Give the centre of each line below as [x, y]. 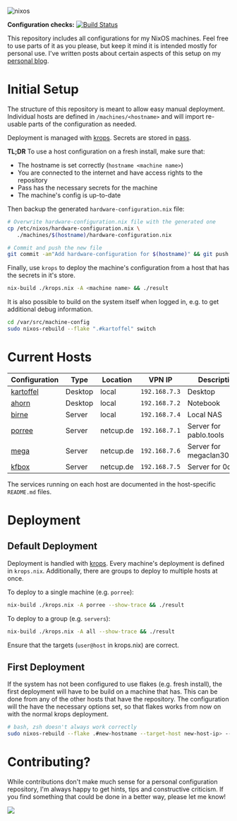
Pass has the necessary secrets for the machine [87, 187]
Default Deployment [52, 546]
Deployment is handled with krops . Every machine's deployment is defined [116, 563]
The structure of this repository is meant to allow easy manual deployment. [116, 109]
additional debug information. [50, 309]
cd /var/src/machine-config [49, 322]
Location [117, 380]
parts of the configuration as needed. [82, 124]
